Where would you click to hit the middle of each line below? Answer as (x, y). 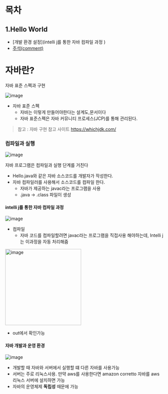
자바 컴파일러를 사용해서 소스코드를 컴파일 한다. (59, 182)
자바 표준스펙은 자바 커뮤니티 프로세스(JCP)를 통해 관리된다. (79, 118)
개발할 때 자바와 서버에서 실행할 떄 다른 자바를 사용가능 (66, 367)
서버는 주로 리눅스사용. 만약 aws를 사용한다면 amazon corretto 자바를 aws (86, 374)
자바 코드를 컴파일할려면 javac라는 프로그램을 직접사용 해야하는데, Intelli (91, 235)
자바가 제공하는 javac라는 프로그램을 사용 (60, 188)
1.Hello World (26, 29)
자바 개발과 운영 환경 (25, 346)
